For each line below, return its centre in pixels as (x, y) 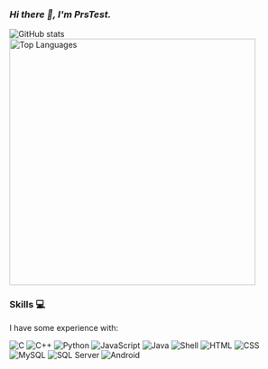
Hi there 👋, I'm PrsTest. (60, 14)
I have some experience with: (64, 327)
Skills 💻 (28, 305)
